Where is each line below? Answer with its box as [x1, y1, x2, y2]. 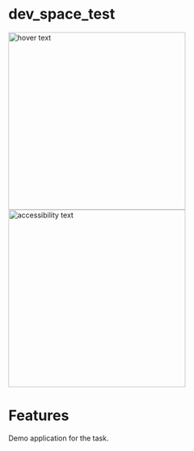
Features [8, 406, 70, 425]
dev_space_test [8, 5, 116, 24]
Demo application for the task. [8, 433, 109, 443]
